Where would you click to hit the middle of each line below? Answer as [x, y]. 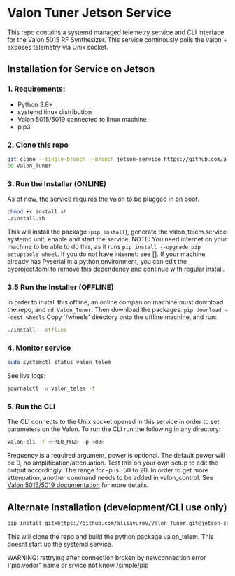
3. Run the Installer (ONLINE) [57, 183]
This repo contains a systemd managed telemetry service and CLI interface [116, 32]
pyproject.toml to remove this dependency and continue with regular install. [116, 269]
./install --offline [37, 330]
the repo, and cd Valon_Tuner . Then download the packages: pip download [114, 310]
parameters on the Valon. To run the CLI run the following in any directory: [114, 429]
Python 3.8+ [35, 104]
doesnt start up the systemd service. [60, 544]
